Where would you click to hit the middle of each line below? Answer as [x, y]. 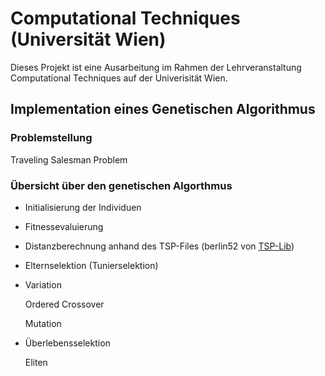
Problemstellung [51, 138]
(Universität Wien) [88, 39]
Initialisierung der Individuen [83, 207]
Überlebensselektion [67, 343]
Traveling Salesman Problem [69, 159]
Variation [43, 284]
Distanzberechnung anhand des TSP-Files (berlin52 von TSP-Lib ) [159, 246]
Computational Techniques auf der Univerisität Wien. [119, 78]
